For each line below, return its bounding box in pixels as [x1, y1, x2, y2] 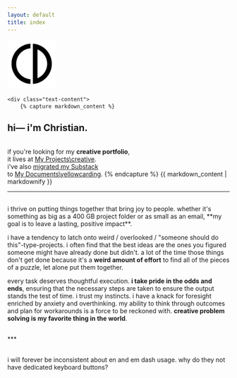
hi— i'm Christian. [7, 122, 88, 134]
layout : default [7, 11, 55, 18]
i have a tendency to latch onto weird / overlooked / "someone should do [7, 233, 219, 242]
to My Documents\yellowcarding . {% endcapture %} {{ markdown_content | [7, 170, 227, 179]
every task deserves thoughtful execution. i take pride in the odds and [7, 277, 213, 285]
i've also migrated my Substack [7, 163, 99, 171]
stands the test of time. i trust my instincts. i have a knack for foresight [7, 292, 212, 301]
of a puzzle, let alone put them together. [7, 263, 123, 272]
